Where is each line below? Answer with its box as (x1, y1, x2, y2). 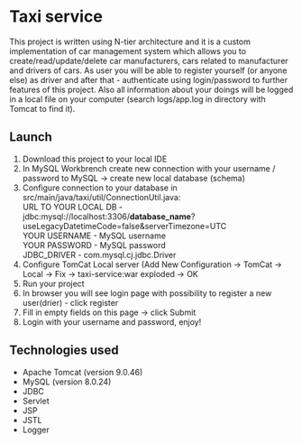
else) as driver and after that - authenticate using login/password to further (9, 74, 288, 85)
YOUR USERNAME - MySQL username (22, 230, 167, 241)
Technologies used (9, 343, 119, 358)
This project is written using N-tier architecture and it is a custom (9, 36, 251, 47)
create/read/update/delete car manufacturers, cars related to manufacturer (9, 55, 288, 66)
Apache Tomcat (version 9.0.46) (22, 366, 143, 377)
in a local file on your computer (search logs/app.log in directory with (9, 93, 266, 105)
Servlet (22, 395, 50, 406)
